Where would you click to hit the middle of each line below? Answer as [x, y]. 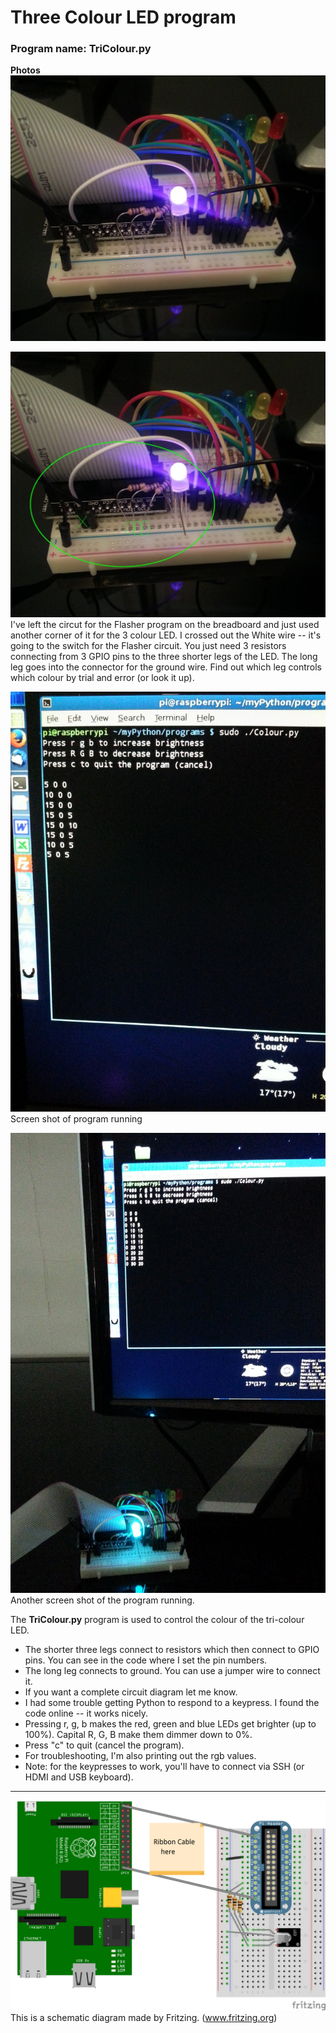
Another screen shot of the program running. [102, 1600]
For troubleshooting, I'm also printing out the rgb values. [140, 1756]
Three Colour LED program [123, 17]
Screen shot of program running [76, 1118]
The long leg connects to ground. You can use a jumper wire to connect [172, 1671]
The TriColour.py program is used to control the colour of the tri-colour [157, 1620]
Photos [25, 70]
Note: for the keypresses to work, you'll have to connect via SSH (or [164, 1767]
